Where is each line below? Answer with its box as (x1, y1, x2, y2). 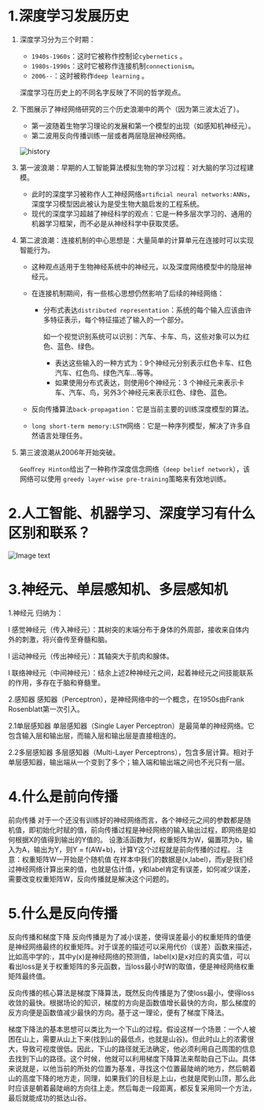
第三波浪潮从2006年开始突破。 (19, 447, 120, 456)
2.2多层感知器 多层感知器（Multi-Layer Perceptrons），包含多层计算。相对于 (8, 747, 254, 756)
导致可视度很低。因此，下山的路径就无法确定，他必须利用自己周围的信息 (21, 1044, 256, 1053)
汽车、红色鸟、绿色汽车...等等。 (54, 368, 158, 377)
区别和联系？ (8, 524, 92, 542)
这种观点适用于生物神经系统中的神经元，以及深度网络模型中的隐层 (31, 262, 245, 271)
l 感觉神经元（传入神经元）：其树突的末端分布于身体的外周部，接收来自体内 (8, 625, 250, 634)
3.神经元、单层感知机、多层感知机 (8, 581, 228, 599)
